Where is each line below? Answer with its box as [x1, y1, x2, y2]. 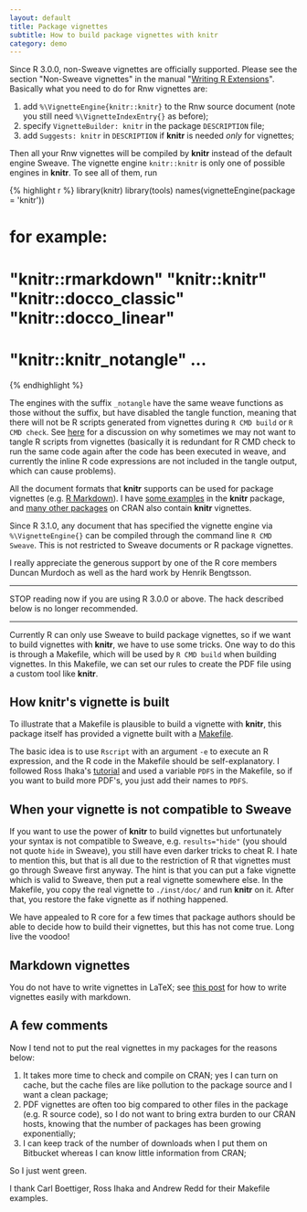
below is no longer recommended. [9, 602, 139, 613]
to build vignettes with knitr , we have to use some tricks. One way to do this [9, 639, 296, 650]
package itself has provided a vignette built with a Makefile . [9, 728, 234, 739]
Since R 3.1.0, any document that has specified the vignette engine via [9, 520, 273, 531]
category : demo [9, 38, 68, 48]
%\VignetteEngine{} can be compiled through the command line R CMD [9, 529, 272, 540]
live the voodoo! [9, 931, 70, 942]
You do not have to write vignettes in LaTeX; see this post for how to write [9, 982, 287, 993]
